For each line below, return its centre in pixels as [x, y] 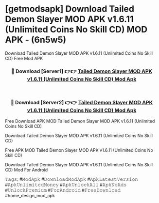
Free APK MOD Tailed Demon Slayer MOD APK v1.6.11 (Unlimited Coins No [79, 150]
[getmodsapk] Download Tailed [70, 9]
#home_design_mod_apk [30, 195]
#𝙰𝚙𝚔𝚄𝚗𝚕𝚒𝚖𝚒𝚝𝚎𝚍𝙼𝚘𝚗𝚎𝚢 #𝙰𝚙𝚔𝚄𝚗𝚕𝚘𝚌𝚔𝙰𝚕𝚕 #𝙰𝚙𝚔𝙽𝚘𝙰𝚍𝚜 [66, 185]
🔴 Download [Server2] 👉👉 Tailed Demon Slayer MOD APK [82, 103]
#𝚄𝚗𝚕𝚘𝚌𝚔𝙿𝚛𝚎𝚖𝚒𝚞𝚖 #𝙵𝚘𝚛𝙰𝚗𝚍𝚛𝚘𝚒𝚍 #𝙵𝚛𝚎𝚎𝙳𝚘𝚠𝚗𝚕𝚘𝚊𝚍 [63, 190]
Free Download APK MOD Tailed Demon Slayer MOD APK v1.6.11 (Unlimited [80, 121]
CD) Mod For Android [26, 170]
